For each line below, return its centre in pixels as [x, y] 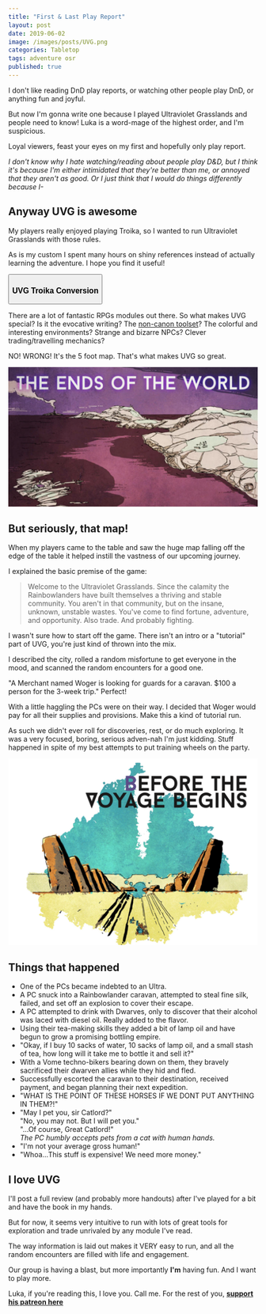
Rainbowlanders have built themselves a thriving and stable [124, 595]
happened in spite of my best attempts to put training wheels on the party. [129, 747]
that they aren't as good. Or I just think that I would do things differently [125, 178]
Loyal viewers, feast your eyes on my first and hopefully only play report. [127, 146]
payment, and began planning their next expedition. [104, 1088]
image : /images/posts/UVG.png [58, 42]
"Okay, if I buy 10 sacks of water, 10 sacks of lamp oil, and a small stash [136, 1046]
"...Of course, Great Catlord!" [66, 1130]
